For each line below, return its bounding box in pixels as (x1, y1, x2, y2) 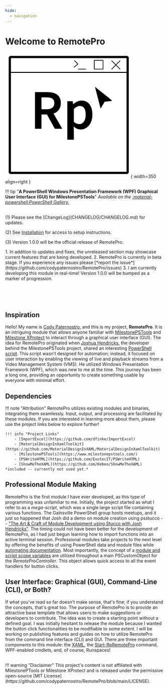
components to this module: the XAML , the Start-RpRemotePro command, (5, 641, 158, 648)
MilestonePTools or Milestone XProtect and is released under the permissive (5, 667, 163, 673)
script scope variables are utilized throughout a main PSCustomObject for (5, 552, 157, 558)
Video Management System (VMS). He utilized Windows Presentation (5, 361, 149, 367)
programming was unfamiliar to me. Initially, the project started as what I (5, 499, 154, 505)
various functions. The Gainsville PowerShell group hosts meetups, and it (5, 510, 156, 516)
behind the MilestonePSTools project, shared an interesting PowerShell (5, 345, 152, 351)
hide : (5, 8, 17, 13)
